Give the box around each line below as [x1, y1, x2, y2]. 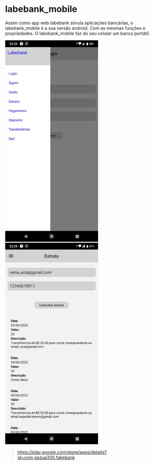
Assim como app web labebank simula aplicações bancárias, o [5, 20, 134, 26]
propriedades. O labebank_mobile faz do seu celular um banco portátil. [5, 30, 150, 36]
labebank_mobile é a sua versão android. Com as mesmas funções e [5, 25, 146, 31]
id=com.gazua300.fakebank [17, 454, 75, 460]
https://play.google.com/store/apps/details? [17, 449, 107, 455]
